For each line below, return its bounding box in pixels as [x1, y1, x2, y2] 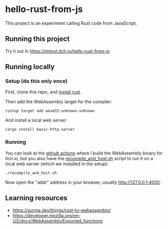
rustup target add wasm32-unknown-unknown [5, 108, 95, 113]
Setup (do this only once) [5, 78, 67, 85]
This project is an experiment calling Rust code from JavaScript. [5, 20, 137, 26]
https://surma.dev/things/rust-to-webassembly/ [12, 207, 111, 213]
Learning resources [5, 194, 67, 202]
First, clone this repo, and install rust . [5, 89, 81, 95]
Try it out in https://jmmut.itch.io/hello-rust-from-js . [5, 48, 111, 54]
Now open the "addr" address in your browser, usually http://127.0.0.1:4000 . [5, 179, 161, 185]
